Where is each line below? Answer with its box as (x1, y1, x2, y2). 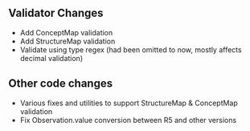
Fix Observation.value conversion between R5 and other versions (19, 115, 237, 125)
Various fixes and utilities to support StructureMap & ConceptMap (19, 98, 239, 108)
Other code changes (8, 76, 113, 91)
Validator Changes (8, 6, 104, 20)
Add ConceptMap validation (19, 27, 113, 37)
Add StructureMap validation (19, 36, 116, 46)
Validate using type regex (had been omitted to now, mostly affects (19, 44, 243, 55)
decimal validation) (19, 53, 83, 63)
